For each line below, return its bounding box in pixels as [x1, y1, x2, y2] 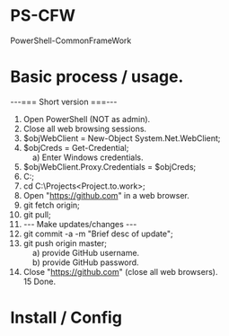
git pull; [22, 208, 52, 220]
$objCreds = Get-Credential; [22, 142, 129, 153]
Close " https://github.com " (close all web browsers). [22, 266, 218, 277]
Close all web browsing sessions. [22, 123, 147, 134]
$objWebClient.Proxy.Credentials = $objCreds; [22, 161, 197, 172]
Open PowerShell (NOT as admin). [22, 113, 151, 124]
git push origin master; [22, 237, 107, 248]
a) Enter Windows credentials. [31, 152, 144, 163]
